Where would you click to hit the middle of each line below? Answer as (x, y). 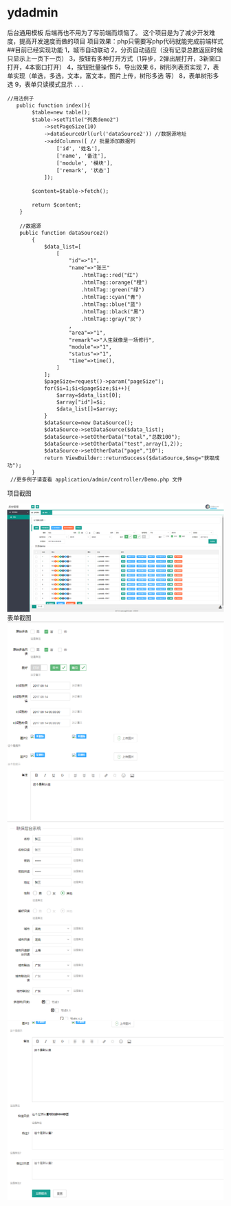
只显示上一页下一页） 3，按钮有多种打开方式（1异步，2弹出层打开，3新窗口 (114, 58)
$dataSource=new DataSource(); (89, 423)
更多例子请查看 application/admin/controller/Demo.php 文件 (99, 479)
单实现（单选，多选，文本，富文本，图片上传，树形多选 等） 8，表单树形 (110, 75)
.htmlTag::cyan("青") (111, 297)
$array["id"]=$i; (81, 402)
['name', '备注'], (81, 156)
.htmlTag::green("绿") (113, 290)
